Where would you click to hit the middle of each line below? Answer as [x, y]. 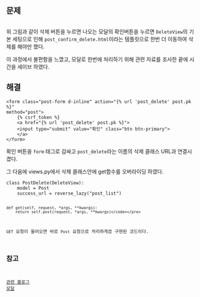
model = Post [33, 188]
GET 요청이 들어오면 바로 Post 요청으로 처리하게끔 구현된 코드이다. [78, 232]
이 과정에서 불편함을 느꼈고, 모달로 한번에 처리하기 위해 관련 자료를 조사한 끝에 [97, 59]
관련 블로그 [18, 282]
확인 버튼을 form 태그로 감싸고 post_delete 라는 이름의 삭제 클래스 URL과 [91, 151]
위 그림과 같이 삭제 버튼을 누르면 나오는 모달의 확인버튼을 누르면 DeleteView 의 [97, 31]
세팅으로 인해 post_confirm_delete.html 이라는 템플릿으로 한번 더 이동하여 [100, 39]
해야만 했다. [31, 46]
